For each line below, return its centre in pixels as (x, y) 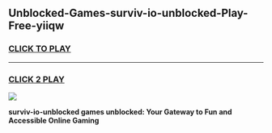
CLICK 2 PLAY (36, 79)
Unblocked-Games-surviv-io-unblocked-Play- (128, 13)
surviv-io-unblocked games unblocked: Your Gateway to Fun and (120, 111)
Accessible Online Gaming (54, 120)
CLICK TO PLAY (40, 49)
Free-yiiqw (36, 26)
